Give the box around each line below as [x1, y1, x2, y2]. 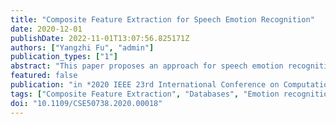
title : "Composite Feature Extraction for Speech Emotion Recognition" [10, 14, 315, 25]
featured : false [10, 71, 78, 81]
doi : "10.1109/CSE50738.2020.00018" [10, 98, 163, 108]
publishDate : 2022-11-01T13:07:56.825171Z [10, 33, 190, 43]
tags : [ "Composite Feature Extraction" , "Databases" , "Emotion [10, 89, 280, 99]
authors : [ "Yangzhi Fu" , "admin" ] [10, 42, 155, 53]
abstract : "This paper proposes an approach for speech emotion [10, 61, 284, 71]
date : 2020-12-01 [10, 24, 83, 34]
